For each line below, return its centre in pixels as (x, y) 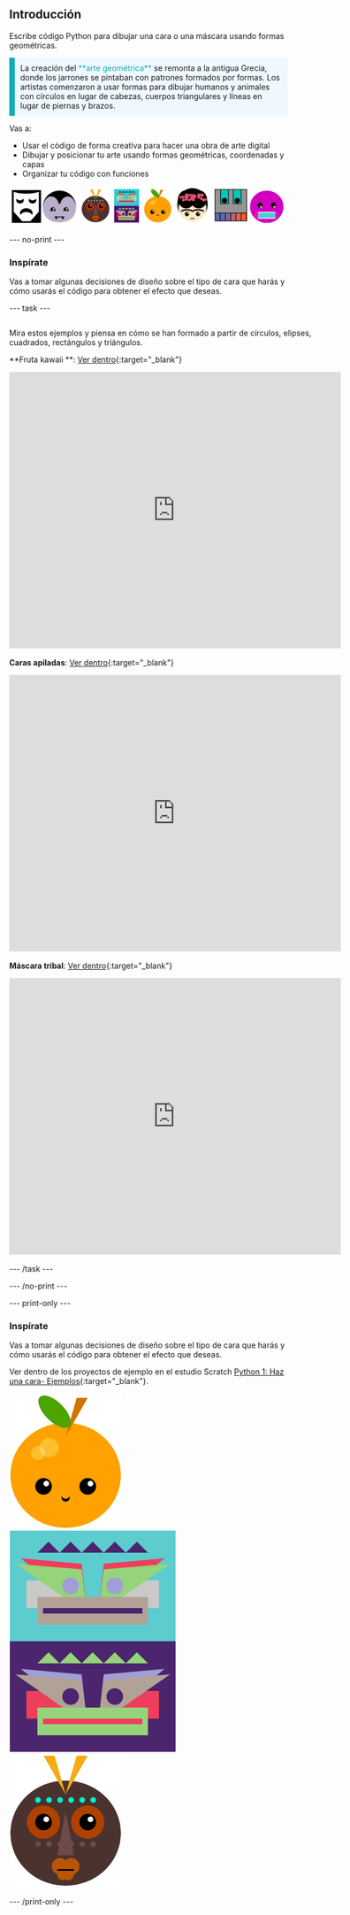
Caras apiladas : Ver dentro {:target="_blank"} (91, 663)
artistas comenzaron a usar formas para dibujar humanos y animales (145, 87)
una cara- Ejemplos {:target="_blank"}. (79, 1381)
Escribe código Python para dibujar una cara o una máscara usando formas (147, 35)
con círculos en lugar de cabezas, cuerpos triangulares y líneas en (141, 96)
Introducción (46, 15)
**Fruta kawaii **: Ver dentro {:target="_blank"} (96, 360)
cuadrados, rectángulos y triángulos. (76, 342)
